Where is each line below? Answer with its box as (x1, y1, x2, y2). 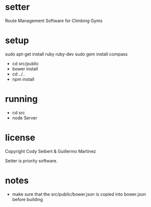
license (5, 132, 36, 143)
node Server (12, 115, 38, 121)
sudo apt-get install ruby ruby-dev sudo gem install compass (5, 51, 128, 57)
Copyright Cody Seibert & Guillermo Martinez (5, 148, 96, 154)
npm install (12, 76, 35, 82)
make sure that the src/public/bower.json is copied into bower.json (12, 191, 147, 197)
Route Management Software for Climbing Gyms (5, 18, 103, 24)
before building (12, 196, 43, 202)
